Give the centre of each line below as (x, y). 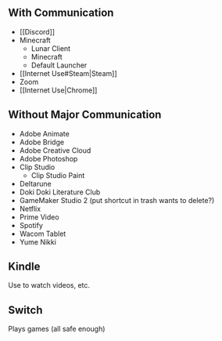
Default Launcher (59, 65)
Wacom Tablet (43, 234)
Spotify (31, 225)
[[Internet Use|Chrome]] (58, 90)
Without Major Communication (85, 115)
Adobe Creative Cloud (55, 150)
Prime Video (39, 217)
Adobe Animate (45, 133)
